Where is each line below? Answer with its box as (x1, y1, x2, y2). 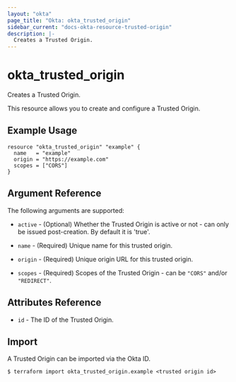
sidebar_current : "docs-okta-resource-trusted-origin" (7, 23, 172, 30)
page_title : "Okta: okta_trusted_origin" (7, 17, 131, 24)
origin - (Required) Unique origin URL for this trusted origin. (17, 255, 193, 263)
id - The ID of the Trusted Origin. (17, 316, 114, 324)
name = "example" (13, 149, 71, 156)
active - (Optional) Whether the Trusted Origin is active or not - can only (17, 220, 230, 228)
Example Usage (7, 125, 78, 137)
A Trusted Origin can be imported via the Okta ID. (7, 354, 151, 363)
